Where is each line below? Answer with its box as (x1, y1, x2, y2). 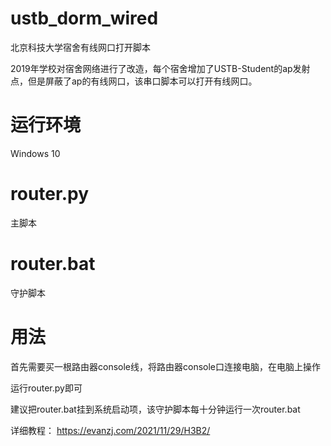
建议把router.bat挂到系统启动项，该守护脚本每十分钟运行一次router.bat (10, 403, 301, 415)
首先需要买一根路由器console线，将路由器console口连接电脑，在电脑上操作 (10, 360, 322, 372)
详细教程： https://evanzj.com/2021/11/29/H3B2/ (10, 424, 211, 436)
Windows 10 (10, 147, 61, 159)
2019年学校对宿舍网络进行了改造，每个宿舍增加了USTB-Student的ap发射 (10, 62, 311, 74)
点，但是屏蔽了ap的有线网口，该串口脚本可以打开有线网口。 (10, 75, 258, 87)
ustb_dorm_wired (10, 7, 159, 30)
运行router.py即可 (10, 382, 83, 394)
